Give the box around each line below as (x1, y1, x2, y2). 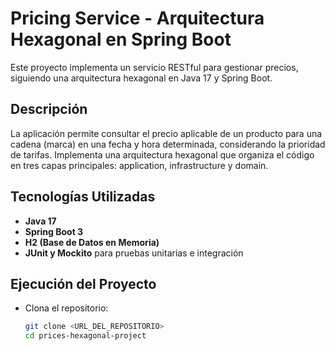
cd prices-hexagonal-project (24, 331, 147, 341)
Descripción (10, 101, 88, 118)
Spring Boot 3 (24, 225, 84, 237)
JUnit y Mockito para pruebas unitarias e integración (24, 247, 244, 259)
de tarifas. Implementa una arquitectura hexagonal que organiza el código (10, 148, 315, 161)
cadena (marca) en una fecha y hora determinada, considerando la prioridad (10, 138, 326, 150)
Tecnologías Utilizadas (10, 188, 156, 206)
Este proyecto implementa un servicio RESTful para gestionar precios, (10, 61, 299, 73)
